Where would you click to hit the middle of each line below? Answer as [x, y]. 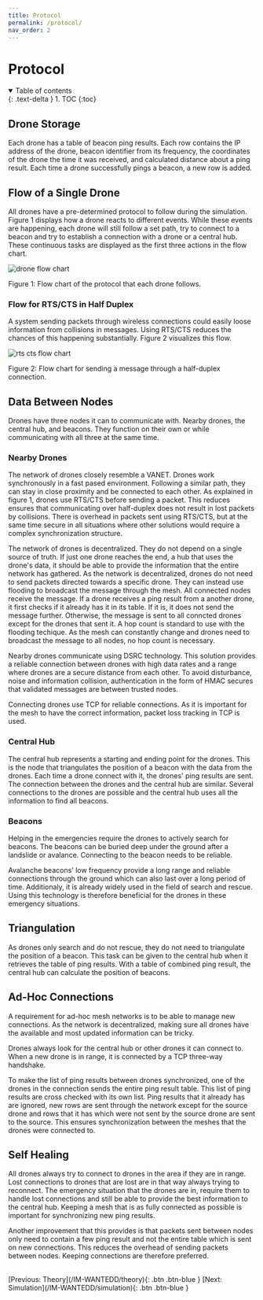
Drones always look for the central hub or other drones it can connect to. [126, 1048]
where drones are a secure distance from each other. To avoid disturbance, [130, 673]
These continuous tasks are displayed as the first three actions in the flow [128, 245]
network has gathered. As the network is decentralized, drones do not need [131, 574]
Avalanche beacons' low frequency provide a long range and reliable [119, 870]
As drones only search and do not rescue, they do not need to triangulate [126, 947]
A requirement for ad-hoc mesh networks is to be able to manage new [122, 1016]
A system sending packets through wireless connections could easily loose [130, 321]
